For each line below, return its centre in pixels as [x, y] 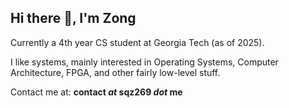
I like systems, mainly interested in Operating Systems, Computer [144, 62]
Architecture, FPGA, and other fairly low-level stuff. [115, 72]
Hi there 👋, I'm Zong [73, 18]
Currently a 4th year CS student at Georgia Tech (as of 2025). [137, 42]
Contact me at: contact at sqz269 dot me [96, 92]
